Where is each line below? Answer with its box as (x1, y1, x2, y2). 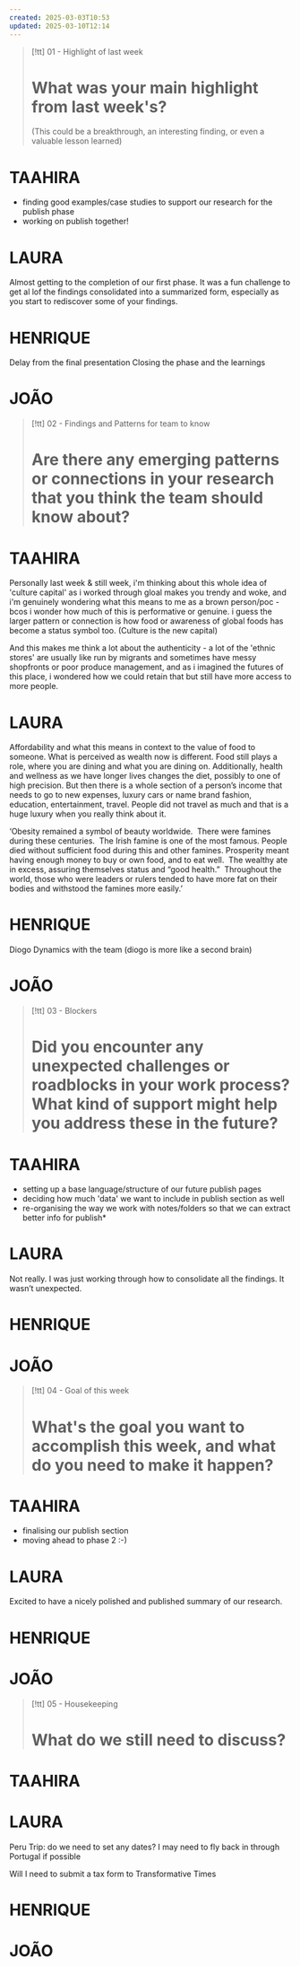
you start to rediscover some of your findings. (9, 296, 178, 307)
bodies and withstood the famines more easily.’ (9, 883, 184, 894)
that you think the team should (30, 488, 264, 508)
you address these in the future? (30, 1114, 279, 1133)
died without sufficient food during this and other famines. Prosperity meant (9, 845, 289, 856)
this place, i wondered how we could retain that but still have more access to (9, 671, 292, 682)
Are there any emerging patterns (30, 450, 280, 470)
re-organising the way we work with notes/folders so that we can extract (21, 1203, 291, 1214)
